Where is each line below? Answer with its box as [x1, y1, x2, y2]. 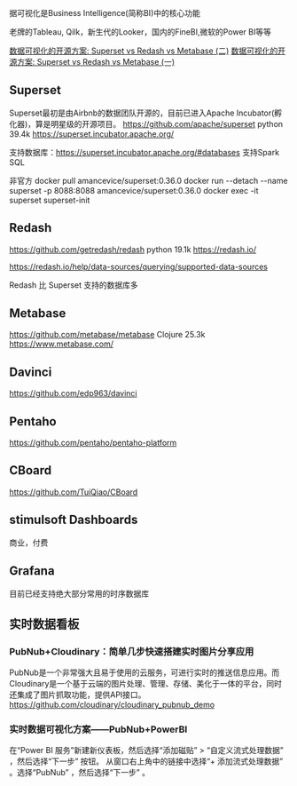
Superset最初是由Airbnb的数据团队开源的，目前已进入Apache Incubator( [9, 107, 275, 118]
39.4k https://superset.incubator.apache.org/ [9, 128, 175, 139]
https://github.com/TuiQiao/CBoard [9, 487, 138, 497]
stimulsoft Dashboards [9, 512, 138, 528]
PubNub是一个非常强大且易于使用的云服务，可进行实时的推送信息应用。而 [9, 667, 280, 678]
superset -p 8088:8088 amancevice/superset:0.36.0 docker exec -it [9, 185, 259, 195]
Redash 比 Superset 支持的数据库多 [9, 279, 139, 290]
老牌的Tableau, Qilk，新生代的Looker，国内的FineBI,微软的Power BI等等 [9, 27, 272, 37]
